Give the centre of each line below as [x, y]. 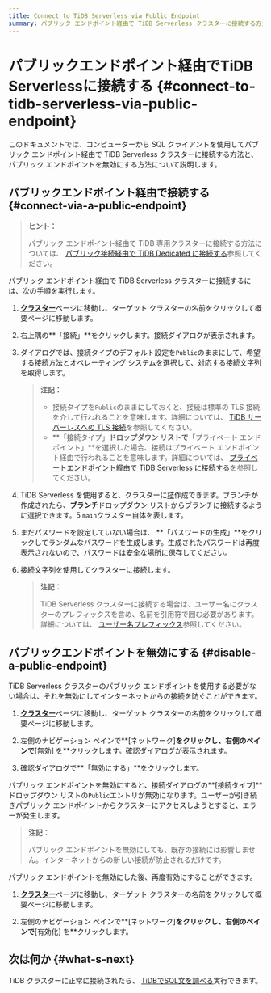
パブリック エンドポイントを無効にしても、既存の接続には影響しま [138, 850]
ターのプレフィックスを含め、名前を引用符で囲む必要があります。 [149, 615]
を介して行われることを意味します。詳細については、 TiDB [149, 417]
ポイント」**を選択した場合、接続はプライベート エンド [145, 448]
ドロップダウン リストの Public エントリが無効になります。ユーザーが [122, 795]
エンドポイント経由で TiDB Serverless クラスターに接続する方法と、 [144, 154]
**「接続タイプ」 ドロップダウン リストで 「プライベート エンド [156, 437]
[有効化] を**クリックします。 [83, 932]
